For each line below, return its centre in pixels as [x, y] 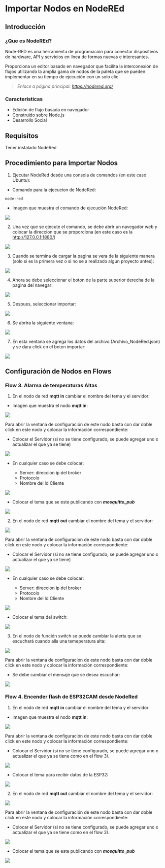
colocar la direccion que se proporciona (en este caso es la [72, 232]
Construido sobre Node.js [38, 115]
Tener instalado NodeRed [31, 147]
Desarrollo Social [30, 120]
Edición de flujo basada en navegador [51, 110]
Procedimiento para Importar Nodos [62, 163]
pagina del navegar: [32, 285]
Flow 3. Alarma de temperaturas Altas [51, 386]
